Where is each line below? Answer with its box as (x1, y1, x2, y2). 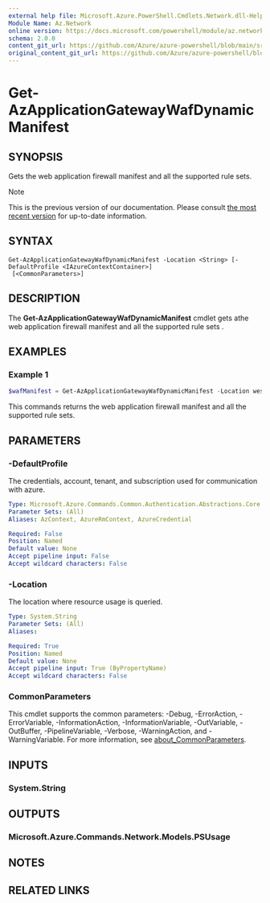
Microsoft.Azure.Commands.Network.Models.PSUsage (8, 831, 231, 843)
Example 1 (8, 369, 49, 380)
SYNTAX (8, 234, 54, 248)
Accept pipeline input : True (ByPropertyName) (8, 665, 167, 673)
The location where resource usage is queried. (8, 597, 163, 607)
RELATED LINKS (8, 883, 90, 897)
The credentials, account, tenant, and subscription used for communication (8, 476, 258, 485)
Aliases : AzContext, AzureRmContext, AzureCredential (8, 515, 193, 523)
